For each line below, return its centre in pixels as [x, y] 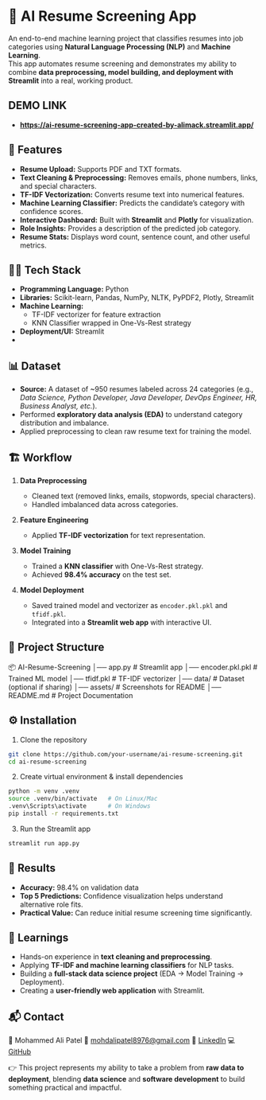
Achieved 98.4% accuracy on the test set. [102, 575]
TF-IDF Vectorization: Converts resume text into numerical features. [132, 194]
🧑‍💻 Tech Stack [45, 270]
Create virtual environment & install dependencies [101, 777]
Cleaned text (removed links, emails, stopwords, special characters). [144, 496]
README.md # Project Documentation [71, 695]
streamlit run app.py [44, 843]
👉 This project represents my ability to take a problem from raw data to [126, 1068]
